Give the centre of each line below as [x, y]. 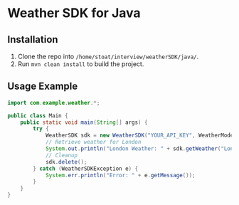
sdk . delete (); [66, 162]
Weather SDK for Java [74, 13]
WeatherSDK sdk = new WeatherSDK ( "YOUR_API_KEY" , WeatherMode [139, 136]
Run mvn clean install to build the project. [81, 64]
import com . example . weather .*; [54, 102]
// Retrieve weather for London [93, 142]
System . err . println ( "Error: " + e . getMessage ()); [120, 175]
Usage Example [43, 86]
